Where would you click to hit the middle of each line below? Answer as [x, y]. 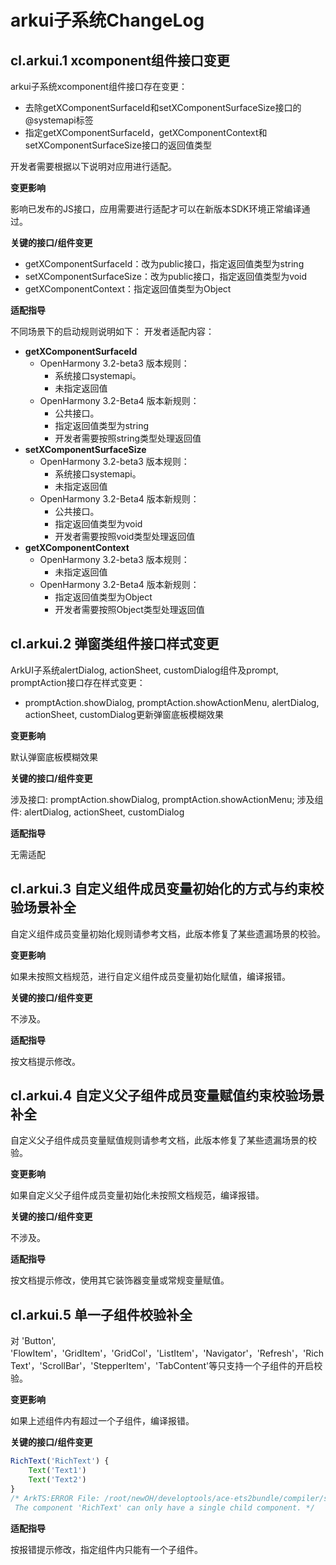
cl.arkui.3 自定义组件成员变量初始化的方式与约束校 [167, 889]
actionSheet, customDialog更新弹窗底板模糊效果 [124, 714]
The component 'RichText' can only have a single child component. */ [164, 1507]
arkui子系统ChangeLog [107, 20]
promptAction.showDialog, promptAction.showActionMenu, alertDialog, [172, 702]
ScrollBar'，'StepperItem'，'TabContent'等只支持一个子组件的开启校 [182, 1366]
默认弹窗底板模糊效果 [54, 757]
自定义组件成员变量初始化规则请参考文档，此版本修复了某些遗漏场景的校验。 [168, 933]
